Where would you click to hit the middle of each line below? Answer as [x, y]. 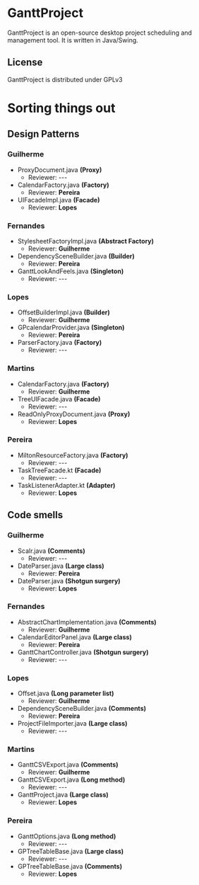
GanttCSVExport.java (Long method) [71, 780]
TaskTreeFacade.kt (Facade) [59, 470]
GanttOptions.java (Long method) [67, 836]
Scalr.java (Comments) [52, 551]
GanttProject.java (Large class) [63, 795]
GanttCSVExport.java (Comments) [68, 765]
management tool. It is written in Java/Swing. [73, 40]
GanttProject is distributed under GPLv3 [65, 79]
